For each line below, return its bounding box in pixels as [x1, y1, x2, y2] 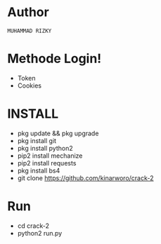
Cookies [17, 81, 42, 90]
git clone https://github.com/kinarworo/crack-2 [17, 173, 154, 182]
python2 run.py [17, 229, 63, 237]
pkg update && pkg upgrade [17, 129, 99, 137]
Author [7, 4, 49, 20]
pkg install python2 [17, 144, 73, 152]
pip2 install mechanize [17, 151, 83, 160]
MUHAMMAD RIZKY [7, 27, 52, 34]
